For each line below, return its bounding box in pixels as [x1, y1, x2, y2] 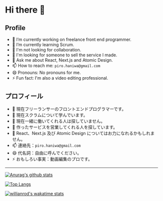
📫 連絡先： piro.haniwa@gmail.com [12, 142, 81, 148]
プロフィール [5, 92, 44, 100]
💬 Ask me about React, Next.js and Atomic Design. [12, 57, 113, 63]
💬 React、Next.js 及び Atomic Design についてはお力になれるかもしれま [12, 130, 155, 136]
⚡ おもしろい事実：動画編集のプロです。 [12, 156, 93, 162]
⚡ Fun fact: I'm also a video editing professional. [12, 75, 108, 81]
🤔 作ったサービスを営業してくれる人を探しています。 [12, 124, 118, 130]
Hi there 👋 [5, 4, 45, 16]
